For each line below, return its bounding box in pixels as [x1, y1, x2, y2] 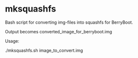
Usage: [5, 38, 19, 44]
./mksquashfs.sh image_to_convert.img [5, 47, 83, 53]
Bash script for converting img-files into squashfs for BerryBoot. [5, 19, 133, 25]
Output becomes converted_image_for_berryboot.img [5, 29, 112, 34]
